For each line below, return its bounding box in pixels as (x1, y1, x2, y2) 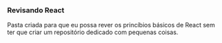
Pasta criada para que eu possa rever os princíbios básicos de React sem (7, 21, 215, 29)
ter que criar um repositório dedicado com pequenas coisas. (7, 28, 179, 36)
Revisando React (7, 5, 65, 15)
